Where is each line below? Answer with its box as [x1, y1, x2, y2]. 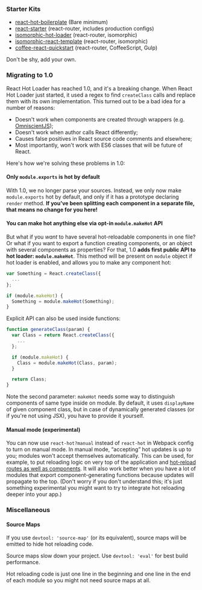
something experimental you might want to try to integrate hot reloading [6, 484, 185, 492]
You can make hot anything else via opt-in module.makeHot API [6, 220, 163, 227]
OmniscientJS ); [14, 122, 54, 129]
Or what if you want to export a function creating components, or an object [6, 240, 193, 246]
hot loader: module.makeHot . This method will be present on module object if [6, 252, 193, 260]
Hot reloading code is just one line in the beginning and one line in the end [6, 570, 191, 578]
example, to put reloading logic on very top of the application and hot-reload [6, 458, 196, 466]
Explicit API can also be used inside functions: [6, 315, 121, 322]
